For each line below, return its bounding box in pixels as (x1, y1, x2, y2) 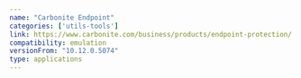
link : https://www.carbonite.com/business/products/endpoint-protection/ (9, 30, 293, 39)
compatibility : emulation (9, 38, 106, 48)
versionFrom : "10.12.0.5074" (9, 47, 119, 56)
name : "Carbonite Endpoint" (9, 13, 115, 22)
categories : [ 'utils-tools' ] (9, 22, 119, 30)
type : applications (9, 55, 83, 64)
